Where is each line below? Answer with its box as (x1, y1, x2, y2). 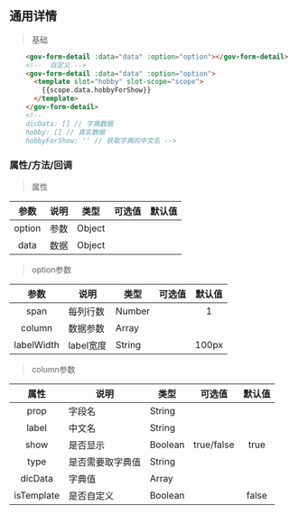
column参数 (31, 363, 76, 374)
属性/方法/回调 (9, 159, 72, 171)
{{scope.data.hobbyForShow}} (42, 86, 152, 95)
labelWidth (14, 338, 61, 351)
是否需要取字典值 (68, 455, 142, 468)
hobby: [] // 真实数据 (25, 127, 106, 137)
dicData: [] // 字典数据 (25, 119, 114, 128)
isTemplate (14, 489, 61, 501)
